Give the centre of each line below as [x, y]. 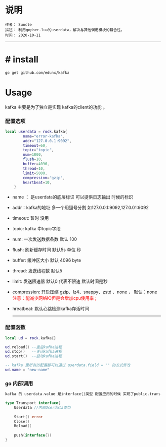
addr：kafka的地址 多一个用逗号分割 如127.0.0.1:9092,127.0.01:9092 [81, 208]
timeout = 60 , [35, 145]
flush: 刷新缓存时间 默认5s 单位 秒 [47, 250]
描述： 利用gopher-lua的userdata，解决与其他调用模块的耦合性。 [65, 30]
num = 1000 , [33, 155]
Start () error [28, 417]
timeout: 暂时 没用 [31, 218]
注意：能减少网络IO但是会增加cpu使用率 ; [54, 298]
